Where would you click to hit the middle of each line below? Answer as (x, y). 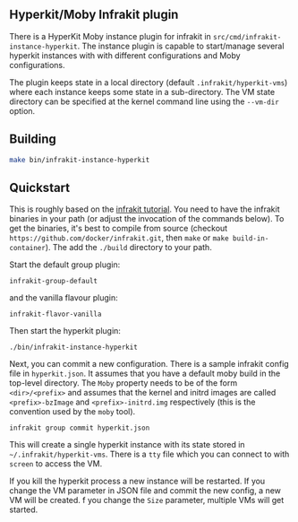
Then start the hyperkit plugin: (65, 331)
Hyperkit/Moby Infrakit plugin (94, 15)
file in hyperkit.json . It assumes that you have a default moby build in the (145, 374)
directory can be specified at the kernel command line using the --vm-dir (144, 101)
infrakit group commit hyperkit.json (80, 428)
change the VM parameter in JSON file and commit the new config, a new (145, 491)
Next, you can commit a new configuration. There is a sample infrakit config (149, 364)
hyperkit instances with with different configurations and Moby (125, 55)
